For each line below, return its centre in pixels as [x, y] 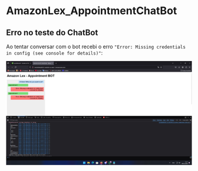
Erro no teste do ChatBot [52, 33]
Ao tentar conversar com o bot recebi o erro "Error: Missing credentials [96, 46]
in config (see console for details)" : [55, 53]
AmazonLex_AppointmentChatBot [92, 11]
